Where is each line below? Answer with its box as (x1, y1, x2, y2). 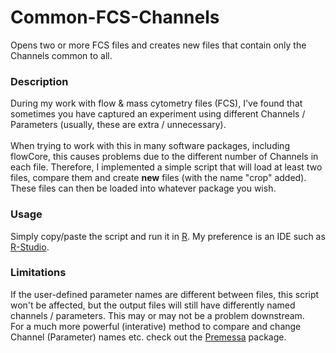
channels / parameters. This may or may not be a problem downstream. (10, 309, 305, 321)
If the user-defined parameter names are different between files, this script (10, 288, 320, 300)
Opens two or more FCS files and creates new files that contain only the (10, 39, 307, 51)
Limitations (10, 266, 67, 280)
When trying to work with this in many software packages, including (10, 140, 290, 152)
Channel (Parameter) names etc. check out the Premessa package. (10, 331, 287, 343)
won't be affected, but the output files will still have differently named (10, 299, 296, 311)
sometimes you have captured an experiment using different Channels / (10, 108, 306, 120)
